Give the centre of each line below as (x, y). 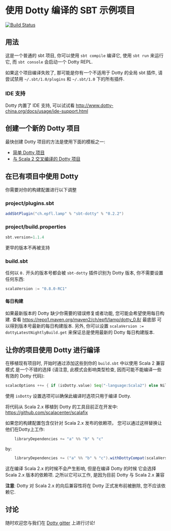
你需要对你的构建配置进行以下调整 (41, 189)
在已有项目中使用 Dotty (42, 176)
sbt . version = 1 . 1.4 (25, 237)
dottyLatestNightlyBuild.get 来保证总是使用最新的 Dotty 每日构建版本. (80, 332)
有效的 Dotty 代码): (25, 376)
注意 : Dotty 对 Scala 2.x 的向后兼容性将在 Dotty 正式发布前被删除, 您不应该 (83, 485)
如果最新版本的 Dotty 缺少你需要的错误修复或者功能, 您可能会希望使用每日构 (85, 313)
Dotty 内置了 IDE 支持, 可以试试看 (40, 105)
